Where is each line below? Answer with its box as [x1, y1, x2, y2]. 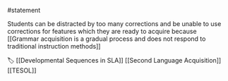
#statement [7, 6, 41, 14]
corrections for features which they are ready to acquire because [7, 27, 197, 35]
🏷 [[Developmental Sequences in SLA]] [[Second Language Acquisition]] [7, 56, 222, 64]
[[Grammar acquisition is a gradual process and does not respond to [7, 35, 206, 43]
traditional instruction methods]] [7, 42, 101, 50]
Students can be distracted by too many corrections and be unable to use [7, 20, 222, 27]
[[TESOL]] [7, 66, 37, 75]
